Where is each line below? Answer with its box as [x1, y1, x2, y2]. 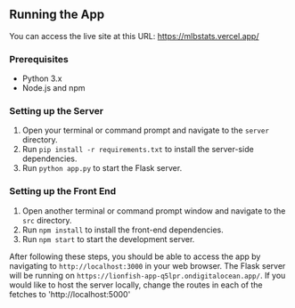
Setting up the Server [9, 105, 104, 118]
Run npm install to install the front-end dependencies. [21, 224, 225, 235]
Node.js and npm [21, 83, 86, 93]
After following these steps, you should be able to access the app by [9, 251, 261, 262]
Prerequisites [9, 53, 69, 65]
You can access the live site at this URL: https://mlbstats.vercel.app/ [9, 30, 259, 41]
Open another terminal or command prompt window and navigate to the [21, 205, 286, 216]
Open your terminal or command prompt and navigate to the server [21, 125, 270, 136]
